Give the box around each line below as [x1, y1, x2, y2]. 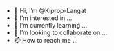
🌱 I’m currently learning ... [13, 21, 88, 29]
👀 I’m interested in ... [13, 14, 73, 22]
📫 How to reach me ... [13, 37, 78, 44]
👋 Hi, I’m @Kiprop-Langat [13, 7, 86, 14]
